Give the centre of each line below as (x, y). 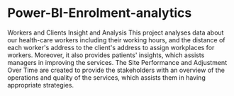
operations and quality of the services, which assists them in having (106, 77)
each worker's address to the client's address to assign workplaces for (111, 47)
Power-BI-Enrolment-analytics (100, 13)
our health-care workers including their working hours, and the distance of (116, 40)
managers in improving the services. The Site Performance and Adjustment (117, 62)
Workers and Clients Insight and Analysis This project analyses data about (116, 32)
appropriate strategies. (41, 85)
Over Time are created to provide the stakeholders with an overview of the (116, 70)
